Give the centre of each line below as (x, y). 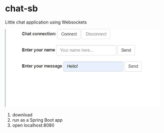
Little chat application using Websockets (46, 22)
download (22, 115)
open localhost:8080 (33, 125)
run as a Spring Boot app (37, 120)
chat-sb (22, 9)
